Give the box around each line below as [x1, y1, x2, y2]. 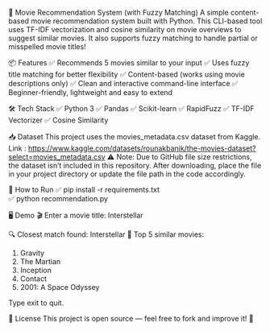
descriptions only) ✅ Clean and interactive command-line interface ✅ [8, 79, 239, 88]
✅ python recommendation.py [8, 194, 109, 203]
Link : [8, 143, 27, 153]
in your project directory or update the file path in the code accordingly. [8, 169, 246, 179]
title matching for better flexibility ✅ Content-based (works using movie [8, 69, 246, 79]
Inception [19, 266, 52, 275]
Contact [19, 274, 47, 283]
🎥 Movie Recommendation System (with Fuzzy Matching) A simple [8, 8, 230, 17]
